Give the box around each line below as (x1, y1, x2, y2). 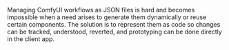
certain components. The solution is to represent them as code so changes (7, 21, 221, 28)
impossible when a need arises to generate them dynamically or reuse (7, 13, 207, 21)
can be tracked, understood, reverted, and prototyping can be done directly (7, 27, 222, 36)
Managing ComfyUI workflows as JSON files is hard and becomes (7, 6, 195, 14)
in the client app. (7, 35, 55, 43)
